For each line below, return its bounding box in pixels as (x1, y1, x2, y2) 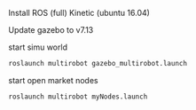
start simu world (8, 42, 68, 52)
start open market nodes (8, 75, 98, 85)
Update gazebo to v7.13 (8, 25, 94, 35)
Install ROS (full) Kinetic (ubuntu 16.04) (8, 8, 150, 18)
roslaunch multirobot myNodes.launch (8, 92, 148, 101)
